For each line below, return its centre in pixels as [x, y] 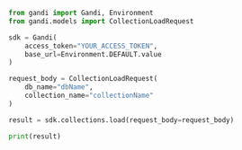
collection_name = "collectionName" [89, 95]
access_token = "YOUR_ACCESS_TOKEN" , [91, 46]
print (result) [35, 136]
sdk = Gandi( [33, 37]
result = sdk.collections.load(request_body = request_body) [121, 120]
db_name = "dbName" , [59, 87]
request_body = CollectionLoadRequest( [83, 79]
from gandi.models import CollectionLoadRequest [101, 21]
